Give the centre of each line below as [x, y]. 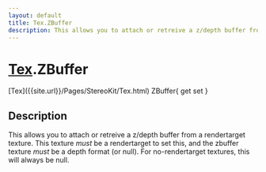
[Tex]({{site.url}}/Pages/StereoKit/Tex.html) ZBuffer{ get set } [108, 91]
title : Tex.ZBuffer [40, 23]
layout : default [35, 15]
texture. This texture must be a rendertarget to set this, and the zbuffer [123, 144]
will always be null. [39, 160]
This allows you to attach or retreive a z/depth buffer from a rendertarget [127, 135]
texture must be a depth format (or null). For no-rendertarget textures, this [129, 151]
